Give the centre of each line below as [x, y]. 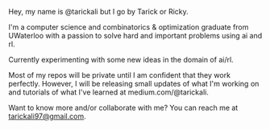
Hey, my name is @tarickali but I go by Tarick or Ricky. [99, 12]
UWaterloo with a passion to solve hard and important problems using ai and [135, 36]
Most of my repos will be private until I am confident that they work [120, 75]
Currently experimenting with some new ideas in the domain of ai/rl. [121, 60]
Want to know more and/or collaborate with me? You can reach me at [123, 108]
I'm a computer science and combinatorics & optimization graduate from [129, 27]
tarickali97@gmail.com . [47, 116]
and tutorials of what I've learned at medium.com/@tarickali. [109, 92]
